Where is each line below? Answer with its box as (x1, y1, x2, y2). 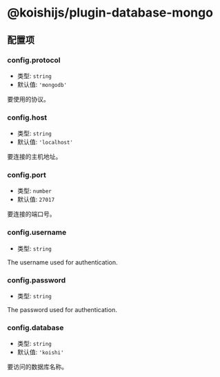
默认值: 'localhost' (17, 138, 74, 146)
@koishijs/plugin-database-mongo (7, 5, 214, 21)
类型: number (17, 186, 52, 195)
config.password (7, 275, 66, 284)
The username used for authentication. (7, 258, 119, 267)
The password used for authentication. (7, 306, 117, 314)
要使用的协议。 (7, 95, 50, 103)
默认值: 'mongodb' (17, 80, 68, 88)
